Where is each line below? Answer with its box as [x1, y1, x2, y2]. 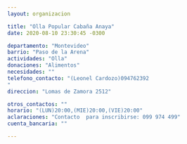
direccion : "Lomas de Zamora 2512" [7, 88, 112, 95]
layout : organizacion [7, 10, 71, 18]
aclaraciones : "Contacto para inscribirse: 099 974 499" [7, 114, 181, 121]
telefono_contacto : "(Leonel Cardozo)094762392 [7, 74, 150, 81]
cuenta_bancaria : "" [7, 120, 68, 127]
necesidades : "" [7, 68, 55, 75]
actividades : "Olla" [7, 55, 68, 63]
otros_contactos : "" [7, 100, 68, 107]
